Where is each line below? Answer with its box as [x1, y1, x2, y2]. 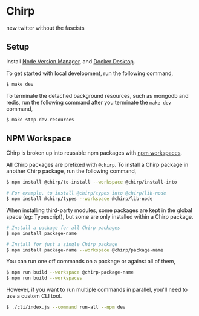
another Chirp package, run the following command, [6, 167, 137, 175]
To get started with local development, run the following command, [6, 69, 174, 77]
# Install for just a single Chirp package [6, 241, 118, 247]
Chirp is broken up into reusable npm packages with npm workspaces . [6, 149, 183, 156]
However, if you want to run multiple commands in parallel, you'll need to [6, 286, 188, 294]
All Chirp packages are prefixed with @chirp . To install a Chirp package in [6, 161, 189, 169]
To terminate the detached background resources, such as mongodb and [6, 92, 189, 99]
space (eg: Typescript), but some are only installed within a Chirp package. [6, 213, 194, 220]
